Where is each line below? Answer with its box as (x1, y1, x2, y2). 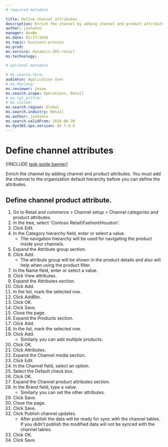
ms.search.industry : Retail (5, 109, 64, 115)
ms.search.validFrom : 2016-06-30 (5, 118, 75, 124)
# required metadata (5, 7, 49, 12)
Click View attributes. (12, 273, 57, 279)
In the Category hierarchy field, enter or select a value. (12, 230, 126, 236)
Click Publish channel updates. (12, 411, 77, 417)
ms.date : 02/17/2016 (5, 35, 49, 40)
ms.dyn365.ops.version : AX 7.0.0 (5, 123, 75, 128)
